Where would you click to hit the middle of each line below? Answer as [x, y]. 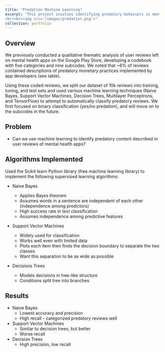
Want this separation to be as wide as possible [67, 256]
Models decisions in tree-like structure [58, 275]
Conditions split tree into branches [54, 280]
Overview [20, 43]
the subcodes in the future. [32, 111]
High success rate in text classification [59, 211]
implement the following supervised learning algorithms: [62, 176]
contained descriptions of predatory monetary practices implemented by [79, 71]
